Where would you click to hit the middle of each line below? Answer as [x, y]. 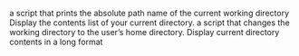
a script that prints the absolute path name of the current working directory [149, 13]
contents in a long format [56, 42]
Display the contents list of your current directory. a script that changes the [149, 23]
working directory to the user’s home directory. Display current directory [145, 32]
